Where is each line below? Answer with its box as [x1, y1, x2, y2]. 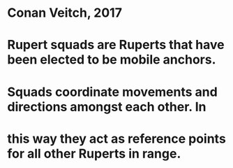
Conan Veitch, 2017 [7, 5, 122, 21]
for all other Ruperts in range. [7, 146, 181, 162]
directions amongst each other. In [7, 99, 206, 115]
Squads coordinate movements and [7, 84, 218, 99]
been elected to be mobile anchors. [7, 52, 216, 68]
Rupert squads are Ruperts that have [7, 37, 225, 53]
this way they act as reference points [7, 131, 227, 146]
